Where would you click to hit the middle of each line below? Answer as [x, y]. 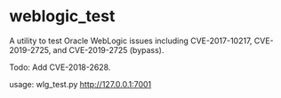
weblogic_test [62, 16]
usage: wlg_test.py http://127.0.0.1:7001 [80, 84]
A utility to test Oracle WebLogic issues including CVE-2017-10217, [131, 41]
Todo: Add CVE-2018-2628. [60, 67]
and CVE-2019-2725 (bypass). [108, 49]
